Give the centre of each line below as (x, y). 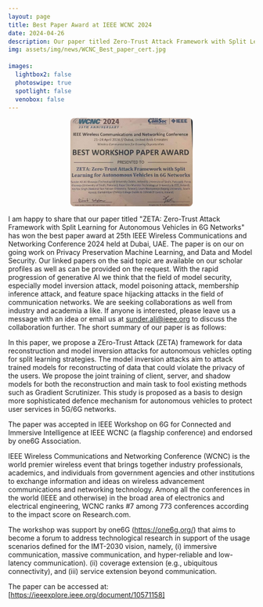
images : (21, 67)
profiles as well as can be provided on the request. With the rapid (113, 269)
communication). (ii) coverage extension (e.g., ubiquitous (125, 563)
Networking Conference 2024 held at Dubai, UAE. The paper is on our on (126, 244)
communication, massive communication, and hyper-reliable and (113, 555)
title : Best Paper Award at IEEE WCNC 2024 (80, 25)
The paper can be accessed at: (58, 587)
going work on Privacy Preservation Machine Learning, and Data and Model (130, 253)
